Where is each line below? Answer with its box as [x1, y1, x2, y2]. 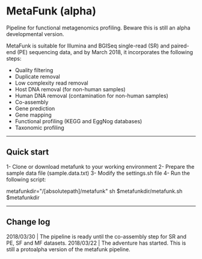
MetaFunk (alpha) [6, 4, 96, 18]
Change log [6, 217, 50, 227]
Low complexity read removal [14, 79, 88, 87]
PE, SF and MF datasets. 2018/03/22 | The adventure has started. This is [6, 239, 186, 246]
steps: [6, 55, 22, 62]
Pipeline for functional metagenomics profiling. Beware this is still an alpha [6, 24, 191, 31]
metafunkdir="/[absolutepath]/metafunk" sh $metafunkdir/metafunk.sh [6, 187, 183, 195]
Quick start [6, 147, 49, 157]
